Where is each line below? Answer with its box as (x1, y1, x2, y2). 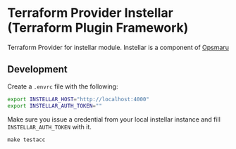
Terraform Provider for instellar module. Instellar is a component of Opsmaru (7, 43, 229, 51)
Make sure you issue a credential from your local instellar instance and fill (7, 115, 221, 124)
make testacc (7, 136, 46, 143)
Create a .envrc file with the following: (7, 82, 118, 91)
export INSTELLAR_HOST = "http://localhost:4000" (7, 96, 150, 103)
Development (7, 63, 68, 75)
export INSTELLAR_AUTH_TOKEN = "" (7, 102, 102, 110)
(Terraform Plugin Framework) (7, 20, 189, 36)
